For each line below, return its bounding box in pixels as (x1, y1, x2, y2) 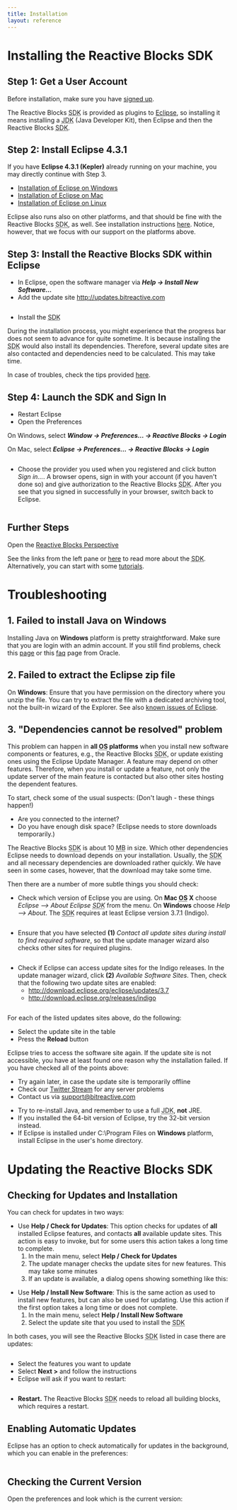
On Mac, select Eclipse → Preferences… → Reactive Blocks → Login (7, 444, 209, 453)
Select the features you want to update (17, 1360, 132, 1368)
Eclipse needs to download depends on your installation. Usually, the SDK (7, 851, 223, 860)
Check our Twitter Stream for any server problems (17, 1085, 165, 1093)
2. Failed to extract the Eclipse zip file (7, 669, 175, 681)
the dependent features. (7, 780, 78, 789)
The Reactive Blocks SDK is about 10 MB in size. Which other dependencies (7, 844, 229, 852)
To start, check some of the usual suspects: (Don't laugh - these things (7, 794, 214, 802)
